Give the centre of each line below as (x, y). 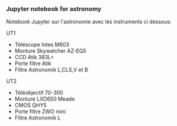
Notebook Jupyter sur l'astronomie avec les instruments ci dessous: (89, 22)
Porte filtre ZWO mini (40, 112)
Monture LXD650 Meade (45, 99)
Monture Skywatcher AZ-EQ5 (50, 51)
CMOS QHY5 (31, 105)
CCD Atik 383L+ (34, 57)
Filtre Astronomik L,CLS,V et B (51, 70)
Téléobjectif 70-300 (39, 93)
